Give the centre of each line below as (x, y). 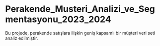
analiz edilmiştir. (22, 38)
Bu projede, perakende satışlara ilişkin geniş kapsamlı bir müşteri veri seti (80, 33)
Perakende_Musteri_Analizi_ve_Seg (80, 9)
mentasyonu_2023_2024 (58, 19)
